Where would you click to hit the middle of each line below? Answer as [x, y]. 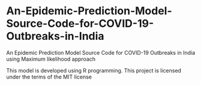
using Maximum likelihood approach [51, 59]
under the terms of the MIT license [49, 77]
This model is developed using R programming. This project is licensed [94, 70]
